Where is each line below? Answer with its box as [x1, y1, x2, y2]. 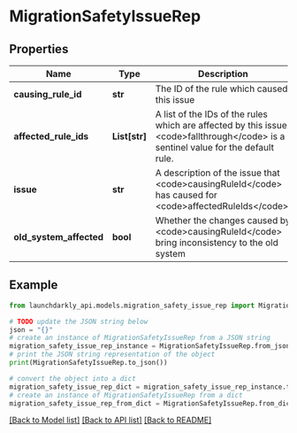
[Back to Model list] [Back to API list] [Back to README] [9, 414, 212, 426]
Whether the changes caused [155, 214, 278, 227]
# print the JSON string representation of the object [9, 350, 216, 360]
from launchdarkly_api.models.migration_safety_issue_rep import [9, 301, 255, 310]
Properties [9, 42, 69, 57]
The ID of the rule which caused [155, 82, 288, 95]
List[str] [111, 130, 148, 143]
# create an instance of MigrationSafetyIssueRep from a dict [9, 390, 243, 399]
